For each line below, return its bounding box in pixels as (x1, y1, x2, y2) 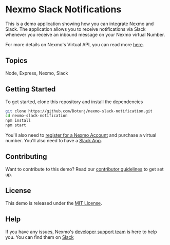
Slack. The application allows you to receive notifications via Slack (5, 26, 146, 32)
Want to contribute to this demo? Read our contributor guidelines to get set (5, 166, 164, 172)
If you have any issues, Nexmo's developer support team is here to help (5, 229, 157, 235)
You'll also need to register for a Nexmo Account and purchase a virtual (5, 132, 157, 138)
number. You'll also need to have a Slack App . (5, 138, 102, 144)
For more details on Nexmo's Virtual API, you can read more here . (5, 41, 144, 47)
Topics (5, 56, 28, 65)
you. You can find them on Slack (5, 234, 74, 240)
